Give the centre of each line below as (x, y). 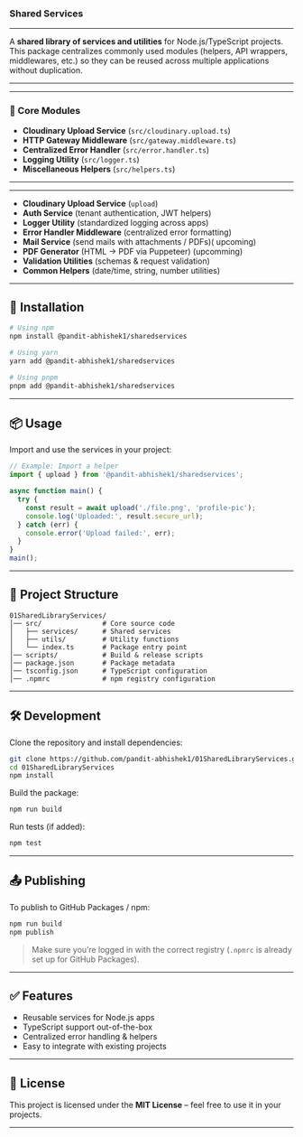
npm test (26, 843)
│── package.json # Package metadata (92, 663)
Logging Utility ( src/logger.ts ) (81, 159)
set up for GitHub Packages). (85, 959)
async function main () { (56, 491)
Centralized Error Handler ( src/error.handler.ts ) (116, 149)
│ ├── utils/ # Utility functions (94, 639)
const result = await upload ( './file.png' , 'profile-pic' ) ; (141, 508)
